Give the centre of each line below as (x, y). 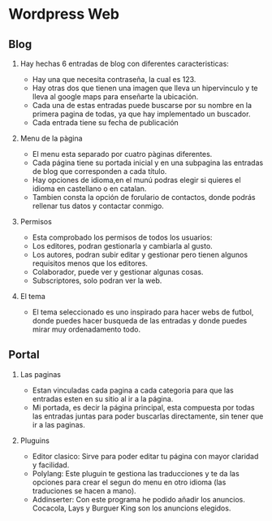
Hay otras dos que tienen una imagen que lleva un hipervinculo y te (145, 88)
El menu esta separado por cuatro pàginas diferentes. (122, 154)
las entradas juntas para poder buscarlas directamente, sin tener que (148, 416)
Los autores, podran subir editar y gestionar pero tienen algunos (140, 254)
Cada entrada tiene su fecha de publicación (105, 122)
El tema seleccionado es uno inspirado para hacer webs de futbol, (143, 312)
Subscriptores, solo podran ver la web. (97, 280)
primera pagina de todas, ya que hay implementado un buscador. (141, 114)
